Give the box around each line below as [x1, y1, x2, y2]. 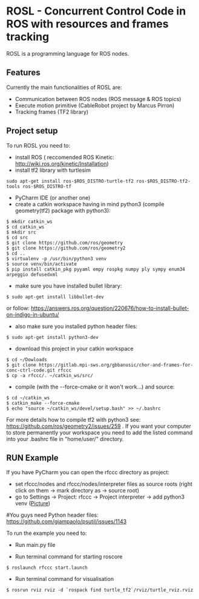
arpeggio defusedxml [6, 271, 59, 278]
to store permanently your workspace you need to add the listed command [6, 428, 193, 436]
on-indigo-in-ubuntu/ [6, 310, 59, 318]
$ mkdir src [6, 229, 36, 235]
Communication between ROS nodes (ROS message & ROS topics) [15, 95, 181, 102]
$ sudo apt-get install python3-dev [6, 334, 99, 340]
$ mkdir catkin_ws [6, 218, 53, 224]
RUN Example [6, 453, 59, 463]
